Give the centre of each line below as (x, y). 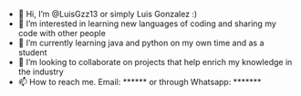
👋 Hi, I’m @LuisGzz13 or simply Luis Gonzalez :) (108, 14)
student (32, 53)
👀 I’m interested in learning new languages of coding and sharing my (147, 24)
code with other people (62, 33)
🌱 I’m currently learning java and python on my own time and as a (141, 43)
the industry (41, 72)
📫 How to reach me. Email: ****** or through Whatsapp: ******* (140, 82)
